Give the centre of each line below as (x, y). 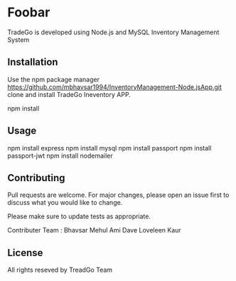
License (25, 253)
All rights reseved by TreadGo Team (60, 270)
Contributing (36, 178)
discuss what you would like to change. (65, 203)
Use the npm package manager (53, 79)
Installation (33, 62)
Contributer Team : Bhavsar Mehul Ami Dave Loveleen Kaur (94, 230)
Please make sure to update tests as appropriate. (79, 216)
